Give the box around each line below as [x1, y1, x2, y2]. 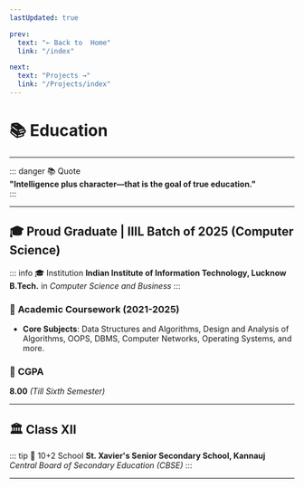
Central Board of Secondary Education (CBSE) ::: [9, 460, 193, 471]
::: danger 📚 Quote [9, 165, 81, 177]
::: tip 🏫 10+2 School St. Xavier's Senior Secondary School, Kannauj [9, 450, 266, 462]
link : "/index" [17, 46, 75, 55]
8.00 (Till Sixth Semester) [9, 386, 106, 397]
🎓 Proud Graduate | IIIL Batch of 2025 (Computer [9, 224, 294, 240]
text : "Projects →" [17, 72, 91, 81]
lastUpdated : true [9, 13, 79, 23]
